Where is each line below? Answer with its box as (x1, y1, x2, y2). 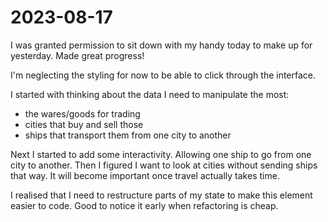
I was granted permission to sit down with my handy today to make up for (10, 39, 313, 51)
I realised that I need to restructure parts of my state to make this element (10, 189, 313, 201)
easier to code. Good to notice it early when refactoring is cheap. (10, 199, 279, 211)
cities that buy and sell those (24, 118, 144, 130)
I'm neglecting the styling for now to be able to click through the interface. (10, 69, 317, 81)
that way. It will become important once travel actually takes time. (10, 169, 280, 181)
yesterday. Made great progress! (10, 49, 145, 61)
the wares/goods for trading (24, 107, 141, 120)
